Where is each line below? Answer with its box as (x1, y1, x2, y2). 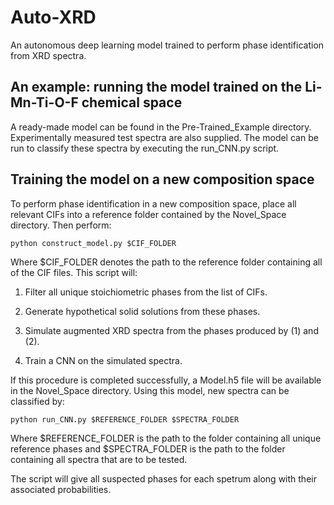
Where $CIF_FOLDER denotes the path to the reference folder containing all (10, 256, 323, 268)
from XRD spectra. (10, 49, 87, 61)
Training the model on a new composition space (10, 171, 315, 188)
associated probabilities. (10, 483, 112, 495)
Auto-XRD (10, 6, 97, 29)
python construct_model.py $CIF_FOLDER (10, 238, 177, 248)
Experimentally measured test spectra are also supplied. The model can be (10, 131, 319, 143)
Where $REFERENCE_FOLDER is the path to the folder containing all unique (10, 432, 322, 444)
